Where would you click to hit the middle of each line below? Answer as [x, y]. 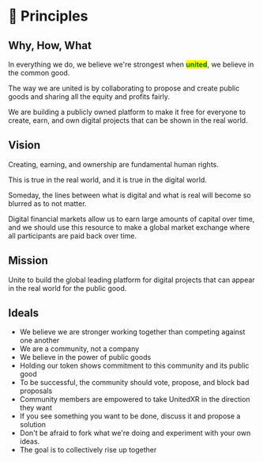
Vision [24, 145]
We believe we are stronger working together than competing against [132, 332]
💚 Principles [48, 16]
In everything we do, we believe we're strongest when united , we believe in [131, 64]
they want [36, 408]
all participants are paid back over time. [72, 235]
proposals [36, 391]
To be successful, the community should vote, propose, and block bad [134, 383]
